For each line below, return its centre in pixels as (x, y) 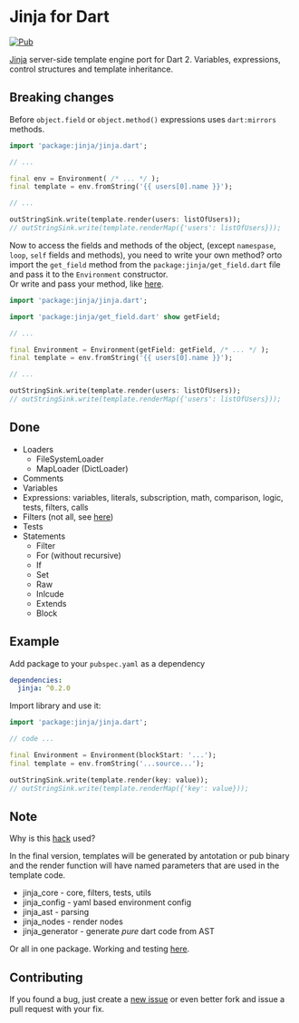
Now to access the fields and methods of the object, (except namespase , (143, 245)
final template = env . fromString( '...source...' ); (107, 764)
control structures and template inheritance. (92, 69)
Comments (43, 478)
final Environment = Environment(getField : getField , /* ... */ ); (140, 350)
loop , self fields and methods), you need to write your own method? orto (146, 255)
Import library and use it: (55, 706)
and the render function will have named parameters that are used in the (145, 866)
